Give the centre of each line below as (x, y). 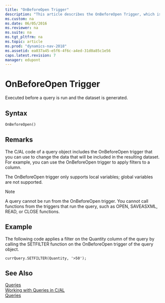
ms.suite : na (18, 32)
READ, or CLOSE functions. (32, 211)
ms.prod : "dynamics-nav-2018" (36, 46)
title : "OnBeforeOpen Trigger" (37, 10)
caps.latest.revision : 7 (30, 55)
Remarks (19, 140)
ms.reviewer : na (22, 28)
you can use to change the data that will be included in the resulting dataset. (82, 157)
